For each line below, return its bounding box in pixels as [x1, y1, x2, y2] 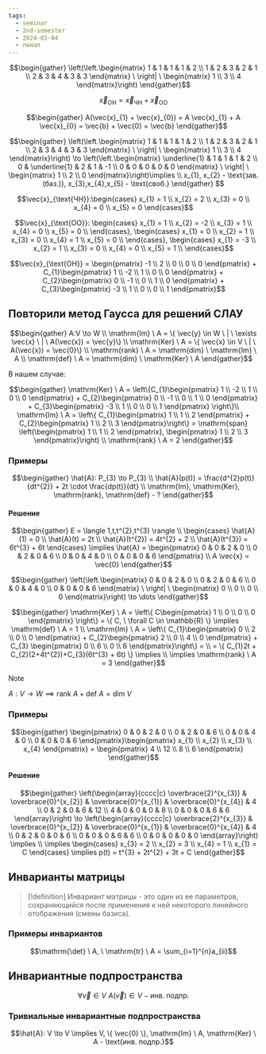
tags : [8, 11, 26, 20]
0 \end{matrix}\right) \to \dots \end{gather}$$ [58, 592, 209, 601]
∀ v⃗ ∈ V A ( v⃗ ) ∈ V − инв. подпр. [77, 990, 190, 1000]
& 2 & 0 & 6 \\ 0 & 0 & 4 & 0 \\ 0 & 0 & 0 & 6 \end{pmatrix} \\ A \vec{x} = [17, 551, 250, 561]
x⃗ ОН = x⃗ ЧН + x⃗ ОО [98, 95, 168, 107]
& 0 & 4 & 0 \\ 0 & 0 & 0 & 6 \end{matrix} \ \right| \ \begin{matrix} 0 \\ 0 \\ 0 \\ [8, 584, 259, 593]
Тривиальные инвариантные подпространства [8, 1010, 201, 1021]
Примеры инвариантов [8, 928, 103, 939]
